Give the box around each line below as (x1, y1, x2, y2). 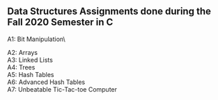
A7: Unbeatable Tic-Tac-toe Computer (7, 85, 117, 93)
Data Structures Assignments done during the (7, 6, 211, 17)
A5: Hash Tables (7, 70, 54, 78)
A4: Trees (7, 62, 36, 72)
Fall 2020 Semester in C (7, 17, 114, 28)
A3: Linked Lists (7, 56, 54, 64)
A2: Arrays (7, 48, 38, 56)
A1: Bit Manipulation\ (7, 35, 66, 43)
